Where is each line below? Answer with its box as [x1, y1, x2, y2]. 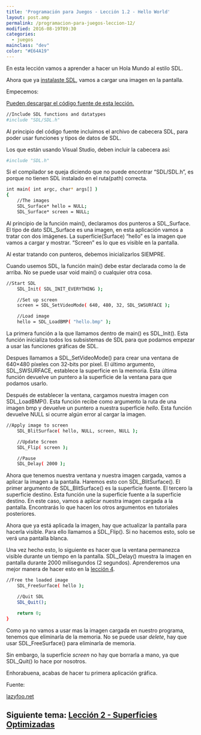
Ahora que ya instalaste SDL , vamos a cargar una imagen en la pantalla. [6, 76, 184, 83]
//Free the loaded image [6, 577, 68, 583]
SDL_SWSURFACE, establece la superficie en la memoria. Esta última [6, 367, 177, 374]
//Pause [17, 455, 36, 461]
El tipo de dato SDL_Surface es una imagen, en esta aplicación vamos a [6, 226, 183, 233]
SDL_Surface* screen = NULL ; [17, 208, 90, 214]
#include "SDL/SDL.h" [6, 117, 61, 123]
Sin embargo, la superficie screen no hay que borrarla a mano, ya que [6, 651, 179, 658]
